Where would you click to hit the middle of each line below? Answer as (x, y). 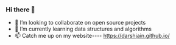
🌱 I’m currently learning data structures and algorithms (83, 29)
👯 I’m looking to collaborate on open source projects (80, 23)
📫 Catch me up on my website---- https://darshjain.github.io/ (92, 36)
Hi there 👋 (21, 10)
